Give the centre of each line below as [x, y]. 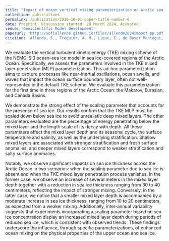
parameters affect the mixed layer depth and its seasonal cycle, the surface [84, 132]
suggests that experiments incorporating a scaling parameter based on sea [83, 211]
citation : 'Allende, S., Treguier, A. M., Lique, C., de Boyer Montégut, [84, 38]
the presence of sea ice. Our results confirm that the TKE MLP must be [79, 110]
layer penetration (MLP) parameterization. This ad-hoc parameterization [80, 68]
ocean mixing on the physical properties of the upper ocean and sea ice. [81, 233]
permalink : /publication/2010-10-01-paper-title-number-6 [67, 19]
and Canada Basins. [26, 95]
